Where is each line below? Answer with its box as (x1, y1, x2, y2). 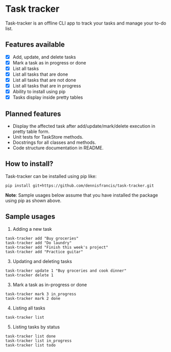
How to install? (5, 160, 54, 168)
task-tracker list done (5, 334, 56, 339)
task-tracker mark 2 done (5, 296, 60, 301)
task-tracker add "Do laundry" (5, 240, 72, 246)
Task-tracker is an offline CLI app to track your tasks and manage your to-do (5, 20, 166, 26)
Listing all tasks (12, 305, 45, 311)
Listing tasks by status (12, 323, 60, 330)
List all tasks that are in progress (12, 83, 81, 89)
